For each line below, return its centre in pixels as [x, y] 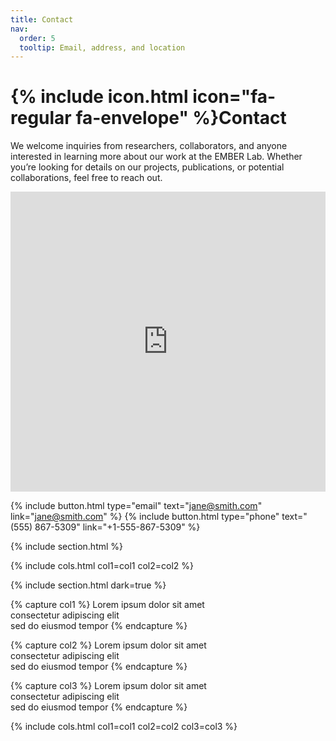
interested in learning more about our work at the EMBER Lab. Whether [156, 157]
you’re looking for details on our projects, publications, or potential [147, 167]
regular [41, 118]
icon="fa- [234, 97]
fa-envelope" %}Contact [181, 118]
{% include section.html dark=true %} [88, 585]
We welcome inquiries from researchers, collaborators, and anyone [149, 146]
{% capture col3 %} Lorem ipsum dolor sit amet [108, 686]
